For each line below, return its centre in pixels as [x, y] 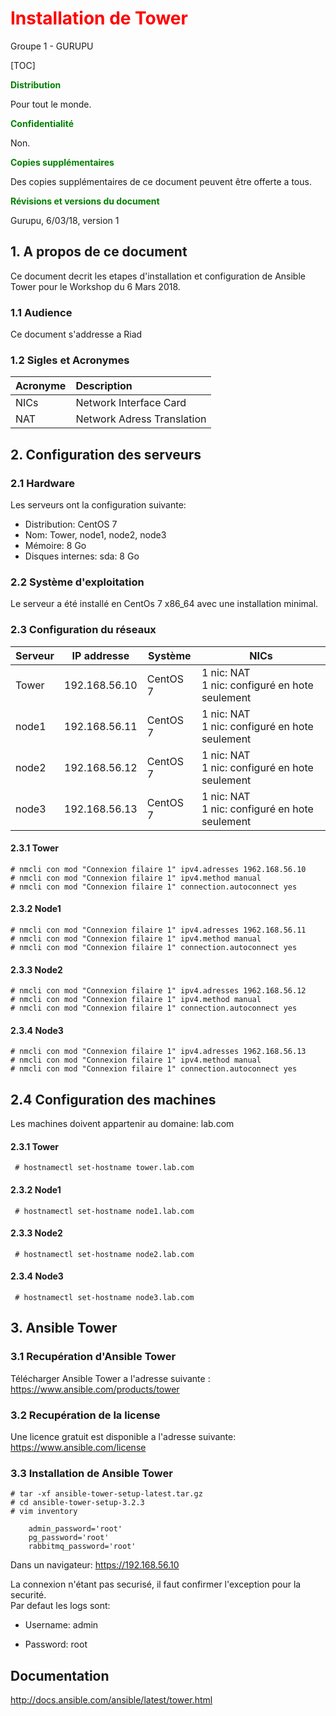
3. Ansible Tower [64, 1328]
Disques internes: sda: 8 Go [82, 556]
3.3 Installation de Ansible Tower [91, 1473]
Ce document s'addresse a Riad [76, 334]
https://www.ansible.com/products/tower [95, 1389]
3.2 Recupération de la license [85, 1415]
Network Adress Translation [141, 419]
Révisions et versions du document [85, 201]
